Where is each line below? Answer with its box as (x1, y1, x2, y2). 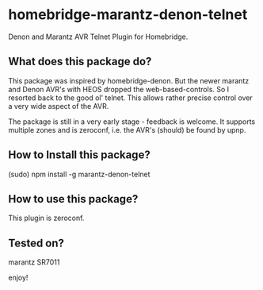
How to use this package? (8, 192, 139, 206)
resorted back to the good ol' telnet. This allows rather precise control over (8, 93, 253, 102)
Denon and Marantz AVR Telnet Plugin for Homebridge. (8, 32, 189, 41)
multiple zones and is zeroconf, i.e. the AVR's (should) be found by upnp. (8, 125, 246, 134)
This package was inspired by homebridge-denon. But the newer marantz (8, 75, 250, 85)
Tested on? (8, 236, 65, 249)
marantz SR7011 (8, 257, 60, 267)
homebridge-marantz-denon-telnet (8, 6, 248, 24)
